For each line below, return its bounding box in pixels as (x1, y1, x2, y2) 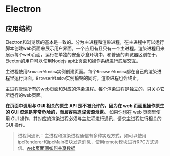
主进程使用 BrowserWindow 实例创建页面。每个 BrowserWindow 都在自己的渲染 (5, 69, 158, 74)
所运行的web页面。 (5, 92, 46, 98)
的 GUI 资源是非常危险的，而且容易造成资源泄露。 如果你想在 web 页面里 (5, 109, 157, 115)
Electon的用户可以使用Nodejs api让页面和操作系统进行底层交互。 (5, 58, 141, 64)
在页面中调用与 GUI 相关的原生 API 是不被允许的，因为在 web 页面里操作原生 (5, 103, 164, 109)
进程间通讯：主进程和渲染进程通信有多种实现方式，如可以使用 (17, 133, 147, 138)
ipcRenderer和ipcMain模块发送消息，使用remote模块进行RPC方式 (17, 139, 154, 145)
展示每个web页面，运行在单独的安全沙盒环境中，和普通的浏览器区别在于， (5, 52, 160, 57)
